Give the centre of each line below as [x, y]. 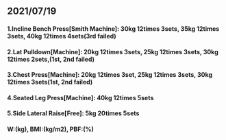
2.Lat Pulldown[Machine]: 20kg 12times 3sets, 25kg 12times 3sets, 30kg [113, 51]
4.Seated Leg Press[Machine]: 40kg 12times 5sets [80, 97]
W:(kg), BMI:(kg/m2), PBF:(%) [50, 129]
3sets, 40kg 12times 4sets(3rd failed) [62, 36]
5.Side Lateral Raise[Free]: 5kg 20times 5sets [73, 113]
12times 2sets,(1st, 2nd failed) [51, 59]
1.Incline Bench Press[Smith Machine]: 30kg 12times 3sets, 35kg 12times [113, 28]
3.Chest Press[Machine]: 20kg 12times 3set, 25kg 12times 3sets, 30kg [110, 75]
